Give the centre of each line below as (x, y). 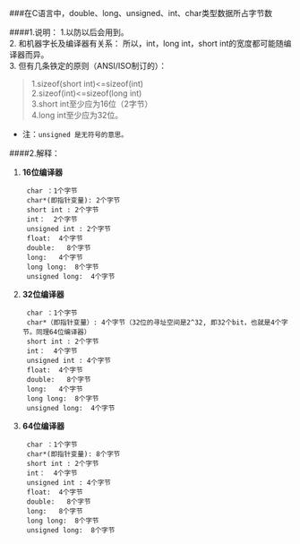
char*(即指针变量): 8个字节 (73, 454)
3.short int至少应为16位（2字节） (92, 104)
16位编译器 (42, 172)
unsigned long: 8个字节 (71, 531)
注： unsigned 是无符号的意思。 (75, 134)
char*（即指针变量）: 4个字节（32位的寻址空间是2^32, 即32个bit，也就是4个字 (157, 323)
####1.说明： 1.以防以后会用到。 (69, 32)
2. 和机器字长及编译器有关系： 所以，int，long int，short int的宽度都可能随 (146, 43)
